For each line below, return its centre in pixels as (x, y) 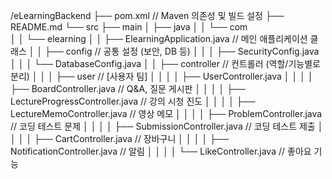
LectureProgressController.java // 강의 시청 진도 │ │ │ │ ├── (133, 101)
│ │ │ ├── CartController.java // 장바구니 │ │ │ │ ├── (119, 138)
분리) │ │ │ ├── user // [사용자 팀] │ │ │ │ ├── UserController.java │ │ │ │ (162, 76)
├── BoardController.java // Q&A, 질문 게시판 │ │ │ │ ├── (128, 88)
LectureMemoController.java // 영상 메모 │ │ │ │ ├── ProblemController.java (166, 113)
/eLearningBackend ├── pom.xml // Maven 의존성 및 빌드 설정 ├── (147, 15)
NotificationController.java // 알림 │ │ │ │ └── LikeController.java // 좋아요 (161, 151)
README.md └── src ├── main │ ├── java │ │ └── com (129, 27)
